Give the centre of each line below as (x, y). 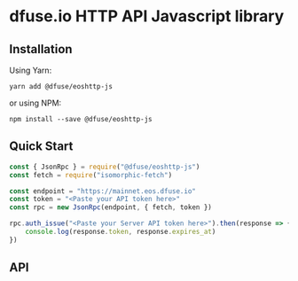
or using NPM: (35, 103)
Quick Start (41, 147)
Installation (41, 49)
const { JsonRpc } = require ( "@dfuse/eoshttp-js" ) (105, 167)
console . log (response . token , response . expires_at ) (121, 232)
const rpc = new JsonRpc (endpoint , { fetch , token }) (111, 207)
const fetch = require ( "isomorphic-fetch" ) (91, 175)
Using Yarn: (31, 70)
